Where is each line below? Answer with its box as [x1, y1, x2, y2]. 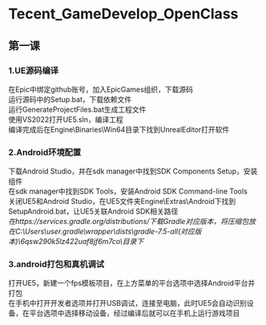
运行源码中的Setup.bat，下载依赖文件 [8, 94, 132, 104]
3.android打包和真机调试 [8, 258, 105, 270]
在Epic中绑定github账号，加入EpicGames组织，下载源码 [8, 84, 194, 94]
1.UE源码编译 [8, 65, 58, 76]
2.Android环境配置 [8, 146, 82, 157]
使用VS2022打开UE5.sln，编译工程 [8, 114, 123, 124]
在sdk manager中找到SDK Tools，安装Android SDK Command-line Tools [8, 186, 248, 197]
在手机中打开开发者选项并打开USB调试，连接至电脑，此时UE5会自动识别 [8, 299, 247, 308]
